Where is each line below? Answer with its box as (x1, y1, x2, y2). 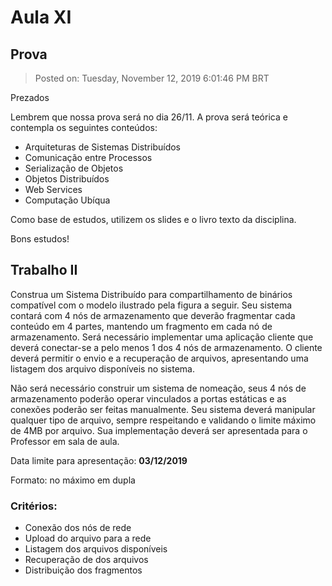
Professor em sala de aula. (10, 435, 120, 447)
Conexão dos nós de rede (24, 522, 132, 534)
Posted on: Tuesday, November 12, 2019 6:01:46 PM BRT (34, 72, 270, 84)
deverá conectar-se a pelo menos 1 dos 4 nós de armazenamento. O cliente (10, 341, 323, 353)
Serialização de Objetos (24, 162, 124, 174)
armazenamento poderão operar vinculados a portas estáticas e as (10, 392, 287, 405)
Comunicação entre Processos (24, 152, 153, 163)
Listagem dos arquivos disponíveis (24, 543, 168, 555)
